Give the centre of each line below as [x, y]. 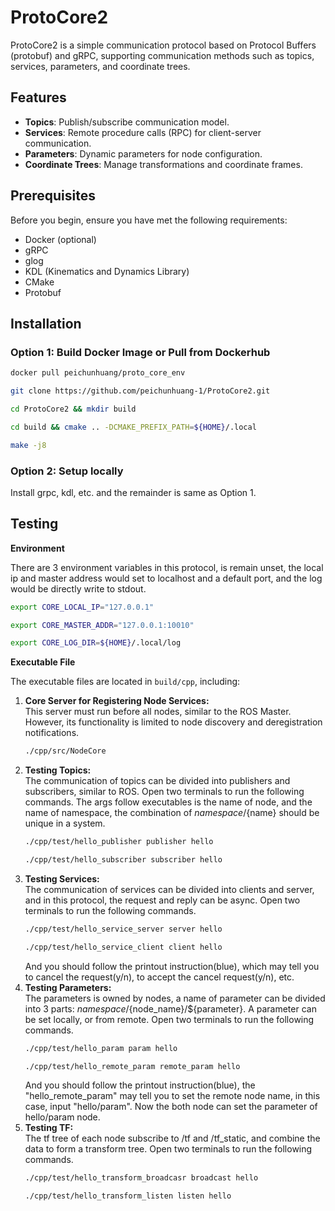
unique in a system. [65, 823]
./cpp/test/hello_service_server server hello [123, 929]
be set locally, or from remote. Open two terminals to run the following [169, 1019]
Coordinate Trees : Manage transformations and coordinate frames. [163, 164]
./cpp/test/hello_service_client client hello [123, 947]
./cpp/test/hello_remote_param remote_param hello [132, 1066]
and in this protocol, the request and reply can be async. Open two [162, 900]
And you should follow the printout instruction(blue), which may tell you [172, 966]
